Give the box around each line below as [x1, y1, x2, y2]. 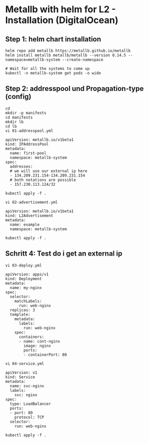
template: [10, 312, 31, 317]
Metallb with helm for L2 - [5, 4, 116, 15]
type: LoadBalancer [10, 401, 51, 406]
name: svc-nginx [10, 383, 44, 388]
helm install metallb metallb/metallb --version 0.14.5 [5, 53, 126, 58]
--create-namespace [62, 57, 103, 62]
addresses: [10, 164, 33, 169]
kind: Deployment [5, 276, 42, 281]
